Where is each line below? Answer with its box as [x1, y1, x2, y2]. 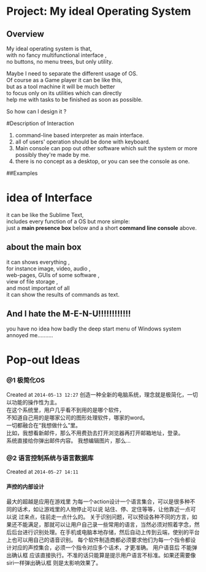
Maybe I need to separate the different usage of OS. [6, 70, 138, 77]
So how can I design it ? [6, 108, 67, 115]
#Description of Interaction [6, 120, 75, 127]
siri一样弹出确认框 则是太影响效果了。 [6, 559, 102, 566]
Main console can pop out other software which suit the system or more [15, 145, 197, 151]
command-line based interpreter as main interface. [15, 132, 144, 139]
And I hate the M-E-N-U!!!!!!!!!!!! [6, 308, 131, 319]
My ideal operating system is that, [6, 45, 92, 52]
